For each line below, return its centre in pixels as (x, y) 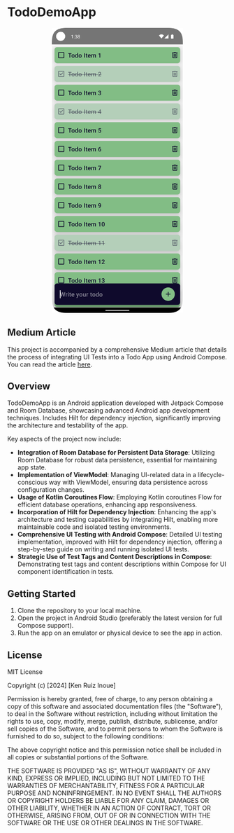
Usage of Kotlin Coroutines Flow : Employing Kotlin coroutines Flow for (119, 497)
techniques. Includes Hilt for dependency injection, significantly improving (114, 418)
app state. (32, 467)
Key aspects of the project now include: (64, 439)
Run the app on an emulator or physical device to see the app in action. (120, 633)
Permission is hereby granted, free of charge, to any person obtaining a (110, 699)
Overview (29, 386)
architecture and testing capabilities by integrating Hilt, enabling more (118, 520)
